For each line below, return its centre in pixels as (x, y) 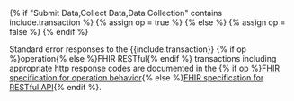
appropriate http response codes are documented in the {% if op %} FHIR (145, 68)
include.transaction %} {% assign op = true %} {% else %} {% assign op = (147, 22)
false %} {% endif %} (49, 32)
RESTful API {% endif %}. (55, 87)
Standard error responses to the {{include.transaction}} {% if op (128, 49)
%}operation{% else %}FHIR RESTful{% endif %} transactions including (143, 59)
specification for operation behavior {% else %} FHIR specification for (137, 78)
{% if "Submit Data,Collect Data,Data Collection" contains (116, 13)
